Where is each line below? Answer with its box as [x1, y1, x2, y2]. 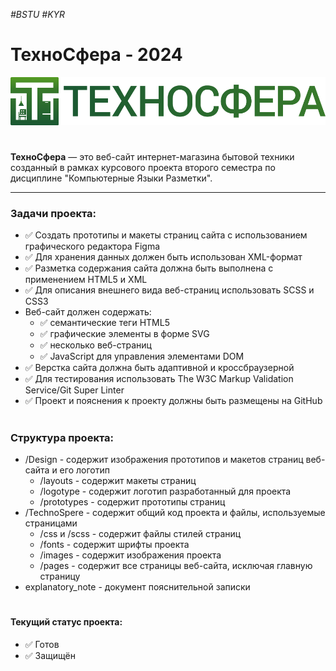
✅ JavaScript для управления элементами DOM [39, 350, 245, 363]
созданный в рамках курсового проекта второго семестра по [10, 162, 276, 174]
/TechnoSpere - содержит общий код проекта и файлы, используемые [24, 507, 326, 519]
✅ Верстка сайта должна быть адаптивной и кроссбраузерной [24, 362, 295, 374]
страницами [24, 517, 78, 529]
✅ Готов [24, 638, 60, 650]
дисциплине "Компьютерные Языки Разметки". [10, 172, 213, 184]
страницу [39, 570, 81, 583]
